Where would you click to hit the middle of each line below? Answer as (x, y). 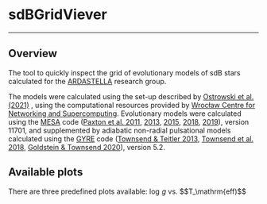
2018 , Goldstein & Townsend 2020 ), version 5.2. (87, 147)
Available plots (46, 172)
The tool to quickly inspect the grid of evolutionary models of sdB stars (124, 72)
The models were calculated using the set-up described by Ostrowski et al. (131, 96)
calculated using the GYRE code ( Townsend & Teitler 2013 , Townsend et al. (131, 139)
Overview (33, 54)
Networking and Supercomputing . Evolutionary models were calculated (125, 114)
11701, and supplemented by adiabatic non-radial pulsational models (120, 130)
